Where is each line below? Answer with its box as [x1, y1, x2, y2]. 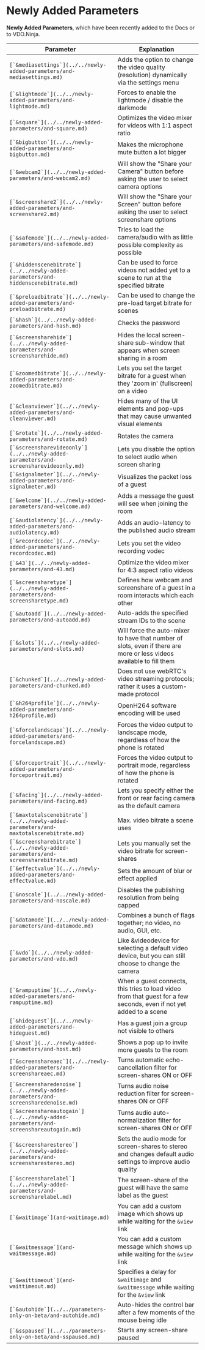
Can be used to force [117, 258, 178, 266]
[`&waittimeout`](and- [9, 1277, 75, 1283]
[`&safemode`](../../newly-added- [9, 234, 110, 241]
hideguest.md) [9, 1029, 51, 1037]
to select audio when [117, 452, 178, 461]
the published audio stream [117, 526, 196, 534]
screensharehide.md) [9, 352, 69, 359]
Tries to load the [117, 225, 164, 233]
